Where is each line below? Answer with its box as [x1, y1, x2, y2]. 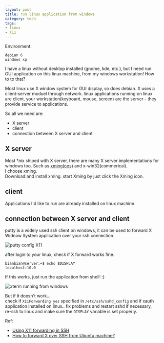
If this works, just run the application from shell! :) [5, 274, 105, 280]
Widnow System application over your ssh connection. [5, 233, 115, 239]
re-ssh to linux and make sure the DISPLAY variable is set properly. [5, 309, 138, 315]
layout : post [5, 7, 32, 12]
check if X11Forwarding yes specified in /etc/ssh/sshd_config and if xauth [5, 298, 154, 304]
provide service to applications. [5, 101, 68, 107]
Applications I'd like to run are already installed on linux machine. [5, 200, 136, 206]
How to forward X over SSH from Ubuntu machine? [12, 333, 115, 339]
